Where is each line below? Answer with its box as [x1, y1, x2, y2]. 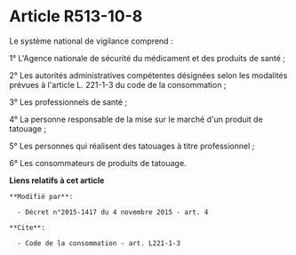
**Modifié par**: [9, 192, 74, 201]
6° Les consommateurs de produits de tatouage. [9, 157, 187, 168]
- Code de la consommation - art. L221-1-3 [17, 238, 180, 248]
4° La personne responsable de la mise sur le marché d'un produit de [9, 114, 264, 124]
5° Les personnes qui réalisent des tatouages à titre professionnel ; [9, 140, 255, 151]
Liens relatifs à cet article [9, 175, 105, 186]
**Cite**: [9, 223, 46, 232]
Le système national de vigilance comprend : [9, 36, 173, 46]
